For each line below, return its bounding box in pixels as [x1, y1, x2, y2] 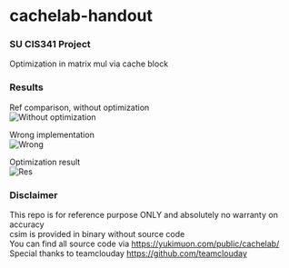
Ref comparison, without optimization [9, 102, 150, 113]
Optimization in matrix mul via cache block [9, 58, 169, 69]
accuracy [9, 219, 45, 230]
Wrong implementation [9, 129, 95, 140]
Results [9, 81, 44, 94]
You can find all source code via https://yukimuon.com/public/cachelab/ [9, 238, 280, 250]
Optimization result [9, 156, 81, 167]
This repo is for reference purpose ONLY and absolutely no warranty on [9, 210, 279, 221]
